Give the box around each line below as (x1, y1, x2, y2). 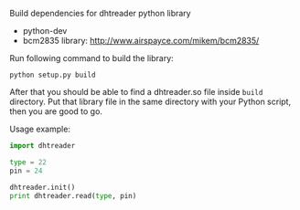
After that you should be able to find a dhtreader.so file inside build (9, 87, 263, 97)
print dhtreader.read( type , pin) (9, 191, 137, 200)
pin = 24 (9, 166, 43, 175)
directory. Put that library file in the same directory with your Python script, (9, 96, 291, 107)
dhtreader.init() (9, 183, 76, 192)
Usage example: (9, 123, 71, 134)
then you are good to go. (9, 106, 103, 117)
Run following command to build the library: (9, 53, 174, 63)
